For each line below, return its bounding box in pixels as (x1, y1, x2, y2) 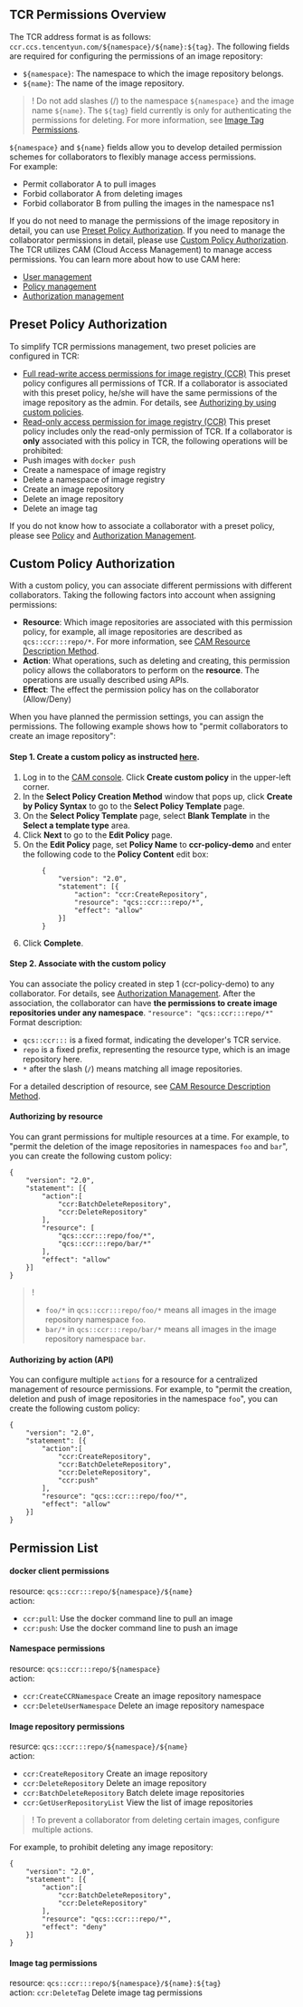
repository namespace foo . (44, 1314, 147, 1325)
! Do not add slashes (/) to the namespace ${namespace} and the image (31, 95, 295, 106)
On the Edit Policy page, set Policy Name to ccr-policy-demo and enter (22, 839, 292, 850)
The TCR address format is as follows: (9, 31, 152, 42)
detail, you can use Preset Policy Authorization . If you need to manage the (9, 225, 286, 235)
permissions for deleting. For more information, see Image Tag (31, 114, 265, 125)
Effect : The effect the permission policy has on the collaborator (22, 684, 260, 696)
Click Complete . (22, 937, 84, 948)
